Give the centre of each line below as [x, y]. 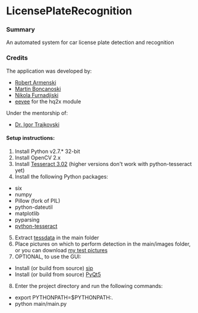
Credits [17, 58]
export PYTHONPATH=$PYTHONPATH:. [64, 297]
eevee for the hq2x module [48, 101]
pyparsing [27, 220]
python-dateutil [34, 207]
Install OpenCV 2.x [38, 157]
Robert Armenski [35, 82]
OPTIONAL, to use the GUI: [48, 256]
